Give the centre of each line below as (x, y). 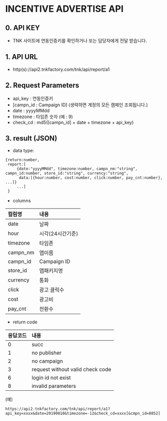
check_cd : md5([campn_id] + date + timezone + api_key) (73, 122)
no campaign (47, 361)
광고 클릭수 (52, 290)
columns (22, 201)
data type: (23, 151)
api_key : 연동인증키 (33, 98)
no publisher (47, 353)
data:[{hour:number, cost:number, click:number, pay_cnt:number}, (91, 178)
